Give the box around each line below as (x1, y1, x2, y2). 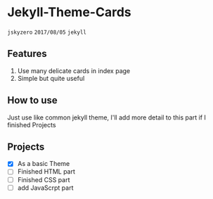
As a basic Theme (17, 160, 70, 168)
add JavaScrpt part (17, 184, 74, 192)
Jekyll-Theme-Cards (7, 4, 131, 20)
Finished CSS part (17, 175, 70, 184)
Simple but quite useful (17, 74, 85, 82)
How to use (7, 94, 58, 106)
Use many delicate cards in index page (17, 66, 131, 75)
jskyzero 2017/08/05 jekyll (7, 29, 86, 36)
